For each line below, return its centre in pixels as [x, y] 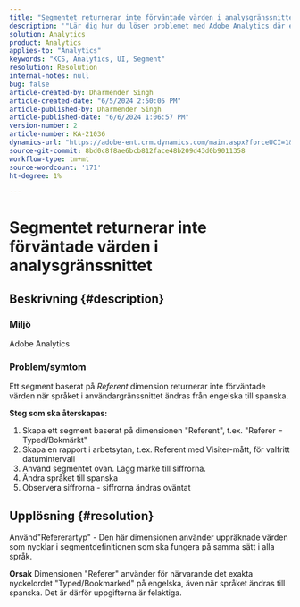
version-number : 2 [43, 126]
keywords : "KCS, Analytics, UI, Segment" [87, 59]
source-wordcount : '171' [55, 167]
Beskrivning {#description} [87, 299]
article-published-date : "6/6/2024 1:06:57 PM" [100, 117]
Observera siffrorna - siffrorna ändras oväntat [106, 488]
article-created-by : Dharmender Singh [81, 92]
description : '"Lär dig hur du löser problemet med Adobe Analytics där [147, 26]
